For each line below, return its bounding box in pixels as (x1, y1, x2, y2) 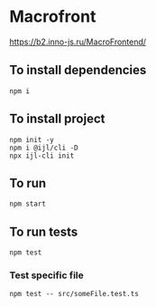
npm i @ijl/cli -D (9, 143, 78, 152)
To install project (9, 111, 106, 127)
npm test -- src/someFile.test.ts (9, 290, 140, 299)
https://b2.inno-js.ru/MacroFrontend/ (9, 36, 147, 47)
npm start (9, 199, 47, 209)
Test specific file (9, 269, 84, 282)
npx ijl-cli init (9, 151, 75, 160)
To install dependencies (9, 62, 147, 78)
